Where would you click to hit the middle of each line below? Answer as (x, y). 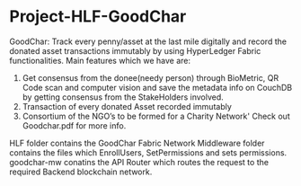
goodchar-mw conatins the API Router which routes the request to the (139, 162)
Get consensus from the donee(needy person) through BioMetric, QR (150, 77)
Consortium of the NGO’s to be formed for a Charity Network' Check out (156, 116)
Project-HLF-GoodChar (98, 17)
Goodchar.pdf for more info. (74, 125)
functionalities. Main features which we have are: (100, 60)
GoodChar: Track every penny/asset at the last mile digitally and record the (148, 41)
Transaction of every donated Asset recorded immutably (127, 106)
